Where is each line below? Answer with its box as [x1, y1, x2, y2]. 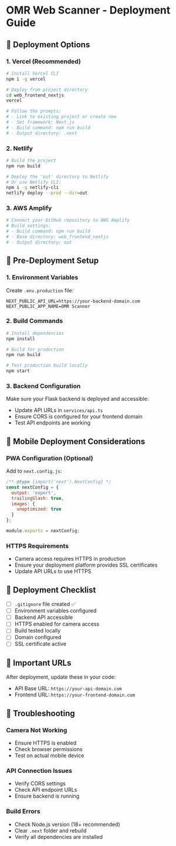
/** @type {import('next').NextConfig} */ [6, 479, 111, 485]
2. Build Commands [6, 317, 63, 325]
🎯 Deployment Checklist [6, 585, 96, 595]
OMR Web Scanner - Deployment [6, 4, 171, 17]
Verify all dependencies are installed [14, 833, 103, 840]
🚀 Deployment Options [6, 39, 90, 50]
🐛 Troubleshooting [6, 708, 75, 718]
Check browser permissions [14, 745, 83, 752]
